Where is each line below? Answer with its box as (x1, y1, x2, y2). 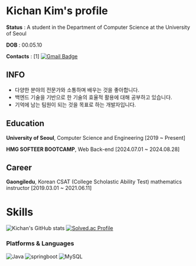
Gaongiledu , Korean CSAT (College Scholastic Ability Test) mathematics (6, 178, 182, 185)
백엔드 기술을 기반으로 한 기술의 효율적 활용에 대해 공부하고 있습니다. (14, 93, 172, 101)
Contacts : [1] (6, 52, 40, 60)
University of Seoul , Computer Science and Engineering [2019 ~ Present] (6, 134, 186, 141)
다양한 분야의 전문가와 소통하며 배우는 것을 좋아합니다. (14, 86, 140, 93)
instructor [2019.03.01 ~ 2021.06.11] (6, 185, 92, 192)
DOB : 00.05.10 (6, 41, 43, 48)
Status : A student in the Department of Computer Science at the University (6, 24, 191, 31)
